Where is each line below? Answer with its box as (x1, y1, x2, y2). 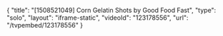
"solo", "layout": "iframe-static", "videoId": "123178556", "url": (6, 13, 189, 22)
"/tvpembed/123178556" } (6, 21, 84, 29)
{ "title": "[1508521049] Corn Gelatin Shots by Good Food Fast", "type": (6, 6, 217, 14)
